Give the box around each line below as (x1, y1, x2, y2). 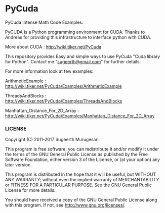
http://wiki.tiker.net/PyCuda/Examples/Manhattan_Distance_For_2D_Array (5, 112, 155, 119)
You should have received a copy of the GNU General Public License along (5, 197, 157, 203)
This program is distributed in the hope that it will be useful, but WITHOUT (5, 171, 156, 177)
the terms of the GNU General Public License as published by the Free (5, 152, 148, 158)
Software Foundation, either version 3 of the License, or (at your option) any (5, 157, 160, 162)
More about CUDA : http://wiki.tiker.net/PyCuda (5, 44, 102, 50)
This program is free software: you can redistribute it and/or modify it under (5, 146, 159, 152)
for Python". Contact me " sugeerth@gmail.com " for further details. (5, 58, 141, 64)
